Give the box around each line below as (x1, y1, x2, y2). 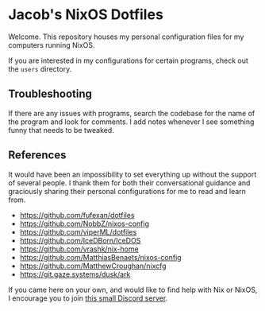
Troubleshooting (8, 87, 93, 101)
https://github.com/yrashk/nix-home (19, 244, 139, 254)
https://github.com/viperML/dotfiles (19, 227, 137, 236)
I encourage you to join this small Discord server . (8, 293, 168, 303)
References (8, 149, 67, 162)
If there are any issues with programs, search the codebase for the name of (8, 108, 255, 118)
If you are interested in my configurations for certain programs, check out (8, 56, 248, 65)
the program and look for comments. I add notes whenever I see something (8, 117, 255, 126)
